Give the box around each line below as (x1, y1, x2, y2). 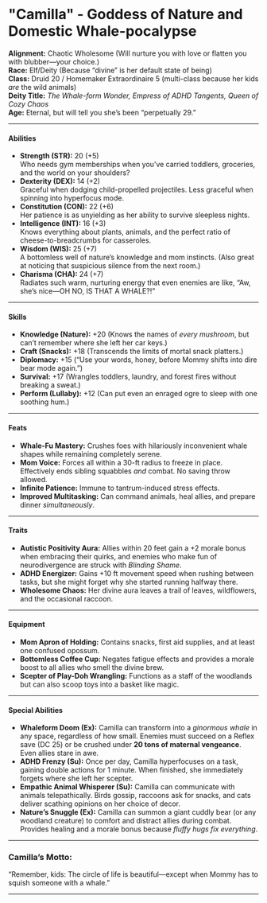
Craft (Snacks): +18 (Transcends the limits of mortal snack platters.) (19, 347, 244, 356)
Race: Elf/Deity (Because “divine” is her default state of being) (8, 65, 212, 75)
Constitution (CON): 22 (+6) (19, 202, 114, 212)
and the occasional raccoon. (19, 594, 114, 603)
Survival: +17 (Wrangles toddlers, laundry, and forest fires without (19, 372, 237, 382)
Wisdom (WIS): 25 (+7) (19, 244, 98, 254)
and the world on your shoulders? (19, 168, 130, 177)
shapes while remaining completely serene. (19, 449, 163, 458)
